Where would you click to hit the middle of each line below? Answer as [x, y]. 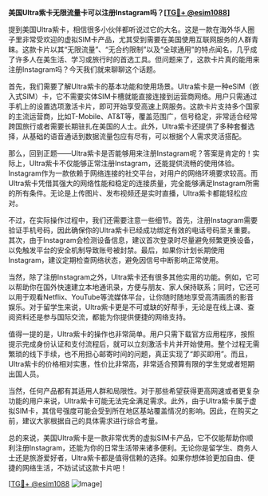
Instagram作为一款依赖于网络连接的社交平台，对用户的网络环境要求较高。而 [133, 173]
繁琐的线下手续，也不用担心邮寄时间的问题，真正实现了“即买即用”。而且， [130, 354]
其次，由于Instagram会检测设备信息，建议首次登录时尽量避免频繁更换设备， [133, 240]
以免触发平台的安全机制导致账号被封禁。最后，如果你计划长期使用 [116, 250]
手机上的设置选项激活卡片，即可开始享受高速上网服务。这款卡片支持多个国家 [134, 106]
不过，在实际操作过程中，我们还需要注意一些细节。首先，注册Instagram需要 [133, 220]
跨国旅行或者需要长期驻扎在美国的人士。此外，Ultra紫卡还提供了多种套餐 [128, 126]
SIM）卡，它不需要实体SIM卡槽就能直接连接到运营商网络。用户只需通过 [140, 96]
